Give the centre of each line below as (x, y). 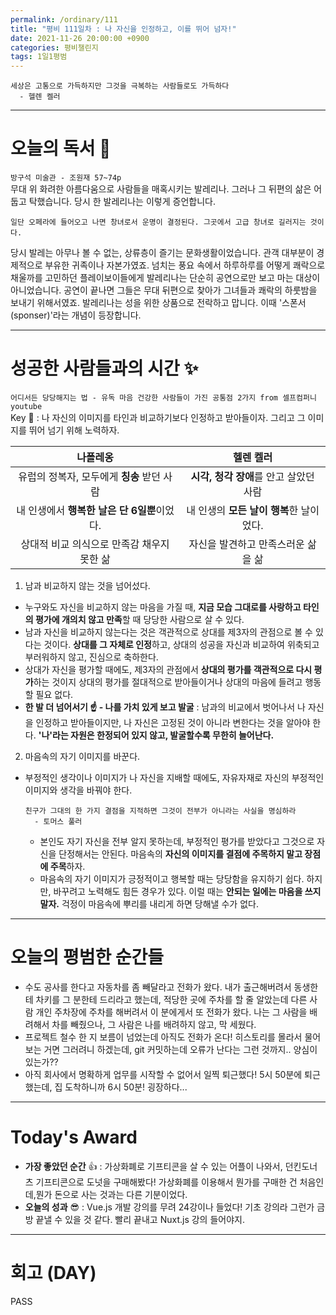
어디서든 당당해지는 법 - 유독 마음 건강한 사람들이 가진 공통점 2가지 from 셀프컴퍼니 (163, 398)
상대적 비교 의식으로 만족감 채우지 (95, 544)
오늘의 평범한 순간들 (87, 957)
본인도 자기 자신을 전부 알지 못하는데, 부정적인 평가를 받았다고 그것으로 (177, 841)
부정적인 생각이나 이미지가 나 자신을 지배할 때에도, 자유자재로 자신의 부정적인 (174, 777)
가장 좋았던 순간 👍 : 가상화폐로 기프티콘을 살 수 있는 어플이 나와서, (153, 1166)
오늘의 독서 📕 (61, 148)
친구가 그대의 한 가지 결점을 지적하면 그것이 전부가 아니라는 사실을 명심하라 (160, 811)
